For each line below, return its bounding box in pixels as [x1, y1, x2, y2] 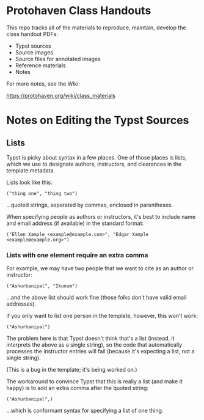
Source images [15, 48, 54, 56]
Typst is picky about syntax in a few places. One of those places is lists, [6, 153, 188, 161]
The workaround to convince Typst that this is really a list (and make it [6, 378, 183, 385]
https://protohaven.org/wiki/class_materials [6, 92, 116, 99]
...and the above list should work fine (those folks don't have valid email [6, 294, 187, 301]
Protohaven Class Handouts [6, 4, 151, 18]
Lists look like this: [6, 179, 53, 186]
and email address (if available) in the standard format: [6, 219, 144, 227]
